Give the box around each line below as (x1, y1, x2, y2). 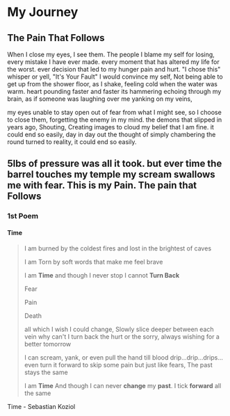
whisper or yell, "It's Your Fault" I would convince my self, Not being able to (7, 72, 224, 81)
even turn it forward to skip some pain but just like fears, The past (24, 360, 213, 369)
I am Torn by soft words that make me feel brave (24, 257, 163, 266)
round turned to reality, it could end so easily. (7, 138, 137, 146)
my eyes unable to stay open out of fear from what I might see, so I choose (7, 109, 222, 116)
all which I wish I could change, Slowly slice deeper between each (24, 325, 214, 333)
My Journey (7, 4, 79, 20)
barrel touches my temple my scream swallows (7, 168, 215, 181)
